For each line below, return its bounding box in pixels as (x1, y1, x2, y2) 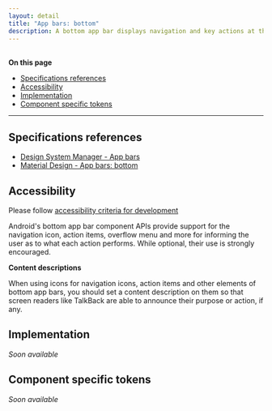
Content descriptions (8, 263, 82, 272)
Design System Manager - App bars (19, 152, 140, 162)
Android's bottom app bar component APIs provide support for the (8, 221, 231, 231)
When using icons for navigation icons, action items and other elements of (8, 279, 257, 288)
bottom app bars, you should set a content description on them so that (8, 287, 244, 297)
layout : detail (8, 11, 60, 20)
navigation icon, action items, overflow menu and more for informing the (8, 230, 249, 239)
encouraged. (8, 247, 51, 256)
